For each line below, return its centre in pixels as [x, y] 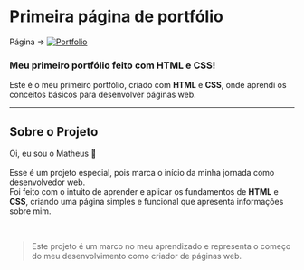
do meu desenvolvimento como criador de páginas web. [137, 256]
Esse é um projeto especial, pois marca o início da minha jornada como [142, 173]
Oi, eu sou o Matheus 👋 [53, 154]
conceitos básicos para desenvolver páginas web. [103, 95]
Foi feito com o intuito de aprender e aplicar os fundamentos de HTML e [144, 192]
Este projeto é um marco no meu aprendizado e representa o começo [161, 246]
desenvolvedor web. [47, 182]
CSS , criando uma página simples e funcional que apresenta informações [147, 202]
